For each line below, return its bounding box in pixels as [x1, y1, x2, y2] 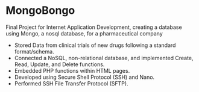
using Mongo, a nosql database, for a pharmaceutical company [5, 29, 163, 37]
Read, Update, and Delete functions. [14, 61, 105, 68]
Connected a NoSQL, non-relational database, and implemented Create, [14, 54, 194, 61]
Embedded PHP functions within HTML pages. [14, 67, 130, 74]
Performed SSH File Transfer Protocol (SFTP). [14, 79, 128, 87]
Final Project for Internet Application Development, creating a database [5, 23, 182, 31]
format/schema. [14, 48, 55, 55]
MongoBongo [5, 4, 75, 17]
